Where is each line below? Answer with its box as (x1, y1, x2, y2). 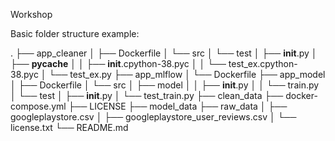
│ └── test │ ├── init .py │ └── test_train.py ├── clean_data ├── (10, 90, 284, 101)
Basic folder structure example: (10, 28, 140, 39)
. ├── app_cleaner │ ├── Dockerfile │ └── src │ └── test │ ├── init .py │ (10, 47, 318, 59)
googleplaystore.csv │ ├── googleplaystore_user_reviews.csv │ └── (10, 111, 297, 123)
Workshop (10, 9, 53, 20)
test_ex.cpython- (228, 58, 298, 69)
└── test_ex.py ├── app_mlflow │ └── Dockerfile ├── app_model (48, 69, 326, 80)
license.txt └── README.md (10, 122, 129, 133)
